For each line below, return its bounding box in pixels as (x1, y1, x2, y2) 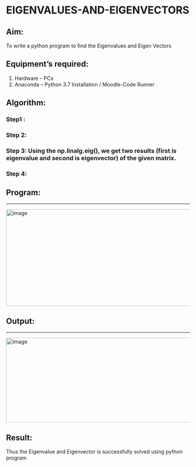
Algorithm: (6, 98, 46, 108)
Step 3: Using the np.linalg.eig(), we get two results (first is (6, 147, 177, 155)
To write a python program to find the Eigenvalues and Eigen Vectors (6, 42, 172, 49)
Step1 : (6, 115, 26, 123)
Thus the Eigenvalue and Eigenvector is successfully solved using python (6, 448, 183, 455)
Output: (6, 316, 35, 326)
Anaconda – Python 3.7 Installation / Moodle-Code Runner (14, 81, 155, 88)
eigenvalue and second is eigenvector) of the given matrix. (6, 154, 177, 162)
